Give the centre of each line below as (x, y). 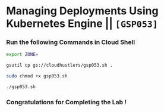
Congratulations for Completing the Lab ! (66, 102)
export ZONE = (22, 55)
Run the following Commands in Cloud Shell (71, 42)
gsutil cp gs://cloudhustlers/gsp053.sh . (59, 66)
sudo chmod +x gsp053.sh (37, 76)
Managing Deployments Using (82, 11)
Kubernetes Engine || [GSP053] (82, 24)
